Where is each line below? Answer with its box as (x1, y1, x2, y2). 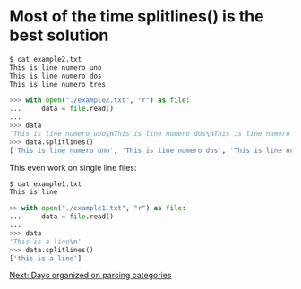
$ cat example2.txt (9, 55, 82, 64)
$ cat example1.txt (9, 179, 82, 189)
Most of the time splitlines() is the (9, 6, 264, 27)
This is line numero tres (9, 80, 106, 89)
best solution (9, 25, 109, 46)
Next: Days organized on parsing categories (9, 270, 172, 281)
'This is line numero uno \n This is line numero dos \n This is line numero (9, 129, 291, 138)
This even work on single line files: (9, 162, 137, 173)
